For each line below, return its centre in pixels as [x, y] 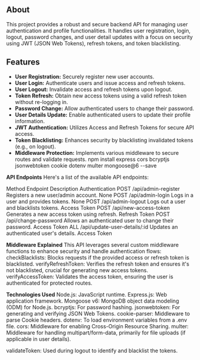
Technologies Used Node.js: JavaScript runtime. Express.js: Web [87, 294]
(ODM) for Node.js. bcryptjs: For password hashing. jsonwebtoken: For [93, 307]
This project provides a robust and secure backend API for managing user [97, 24]
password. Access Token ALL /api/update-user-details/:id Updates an [92, 227]
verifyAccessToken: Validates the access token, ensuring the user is [90, 276]
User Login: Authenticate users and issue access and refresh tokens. [100, 83]
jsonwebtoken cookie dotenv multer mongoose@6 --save [86, 165]
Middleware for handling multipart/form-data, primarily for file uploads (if [96, 332]
